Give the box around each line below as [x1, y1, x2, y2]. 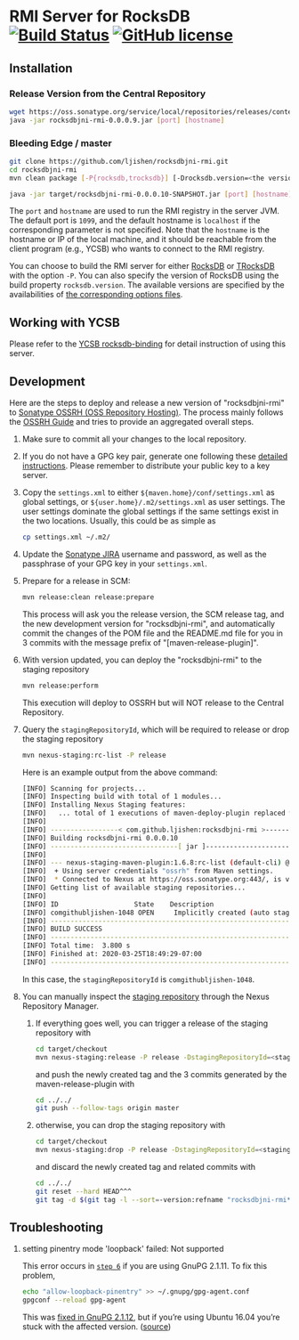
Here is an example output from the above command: [21, 767, 218, 777]
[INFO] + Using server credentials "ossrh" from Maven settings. [21, 866, 274, 876]
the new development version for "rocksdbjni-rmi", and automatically [21, 618, 276, 629]
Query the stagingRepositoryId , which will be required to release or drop [21, 724, 290, 735]
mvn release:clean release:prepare [21, 592, 155, 602]
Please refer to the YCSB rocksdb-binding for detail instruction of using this [9, 338, 287, 349]
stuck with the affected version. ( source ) [21, 1321, 172, 1332]
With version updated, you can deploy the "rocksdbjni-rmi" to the [21, 654, 263, 665]
